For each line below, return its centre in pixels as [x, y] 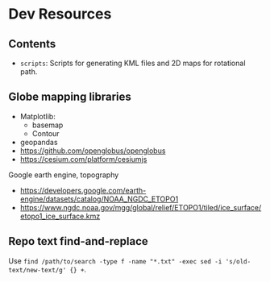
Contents [32, 44]
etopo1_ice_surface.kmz [60, 216]
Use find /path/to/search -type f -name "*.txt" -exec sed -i [115, 261]
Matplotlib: [38, 116]
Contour [46, 133]
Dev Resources [60, 14]
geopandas [39, 142]
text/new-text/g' [37, 270]
